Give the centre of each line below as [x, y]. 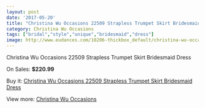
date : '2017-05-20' [31, 18]
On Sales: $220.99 [31, 69]
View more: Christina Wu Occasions [52, 99]
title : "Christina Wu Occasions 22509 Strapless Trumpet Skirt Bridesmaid [103, 23]
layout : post [23, 12]
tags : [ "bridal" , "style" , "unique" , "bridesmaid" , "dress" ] [80, 35]
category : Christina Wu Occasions [50, 29]
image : [15, 40]
